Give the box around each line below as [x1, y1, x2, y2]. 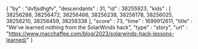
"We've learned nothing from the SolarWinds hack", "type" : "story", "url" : [6, 24, 188, 31]
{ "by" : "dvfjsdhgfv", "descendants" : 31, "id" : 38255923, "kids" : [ [6, 5, 171, 12]
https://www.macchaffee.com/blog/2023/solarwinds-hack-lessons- [8, 30, 175, 37]
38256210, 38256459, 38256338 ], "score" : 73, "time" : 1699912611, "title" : [6, 18, 193, 24]
